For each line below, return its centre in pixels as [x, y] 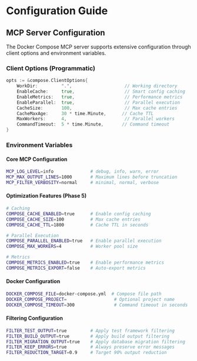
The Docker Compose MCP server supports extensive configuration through [98, 47]
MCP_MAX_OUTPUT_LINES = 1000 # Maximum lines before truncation [92, 177]
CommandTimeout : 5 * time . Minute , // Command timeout [93, 124]
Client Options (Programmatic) [51, 68]
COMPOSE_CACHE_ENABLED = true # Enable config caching [79, 214]
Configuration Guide [57, 11]
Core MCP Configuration [37, 159]
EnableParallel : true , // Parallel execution [98, 102]
